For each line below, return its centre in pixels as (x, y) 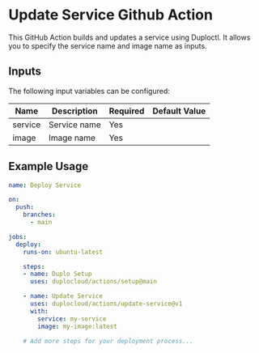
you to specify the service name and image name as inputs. (108, 45)
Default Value (179, 111)
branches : (40, 215)
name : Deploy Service (45, 185)
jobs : (17, 236)
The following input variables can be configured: (89, 91)
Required (127, 111)
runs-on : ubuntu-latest (63, 252)
